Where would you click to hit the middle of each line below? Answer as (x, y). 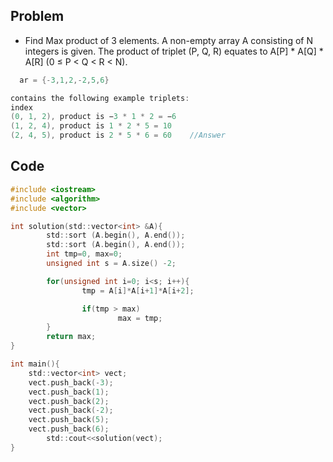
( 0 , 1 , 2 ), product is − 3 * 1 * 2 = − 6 (93, 117)
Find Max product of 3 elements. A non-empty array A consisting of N (168, 40)
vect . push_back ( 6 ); (69, 429)
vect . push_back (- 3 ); (71, 382)
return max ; (71, 337)
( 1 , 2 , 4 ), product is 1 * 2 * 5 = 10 (91, 126)
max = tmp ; (140, 318)
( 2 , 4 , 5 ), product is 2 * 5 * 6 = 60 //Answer (118, 135)
